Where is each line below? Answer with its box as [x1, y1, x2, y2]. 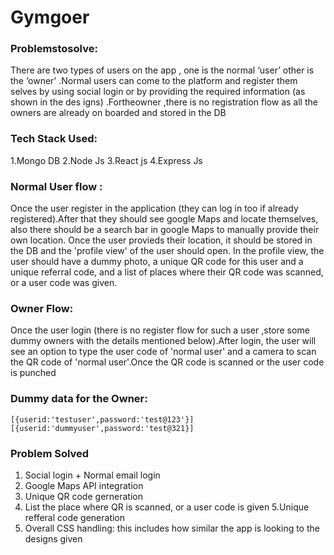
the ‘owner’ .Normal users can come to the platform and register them [10, 75, 298, 87]
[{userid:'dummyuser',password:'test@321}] [10, 423, 195, 433]
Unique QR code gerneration [24, 490, 143, 502]
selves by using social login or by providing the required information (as [10, 86, 306, 98]
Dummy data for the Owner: [10, 392, 148, 406]
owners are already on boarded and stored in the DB [10, 107, 227, 119]
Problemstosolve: [10, 42, 98, 56]
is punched [10, 367, 57, 379]
